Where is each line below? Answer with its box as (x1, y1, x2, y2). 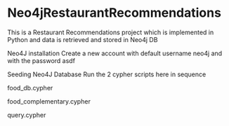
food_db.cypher (7, 83, 53, 92)
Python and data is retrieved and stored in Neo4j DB (7, 35, 158, 43)
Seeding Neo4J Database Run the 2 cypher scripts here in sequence (7, 70, 207, 78)
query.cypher (7, 111, 46, 119)
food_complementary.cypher (7, 97, 91, 106)
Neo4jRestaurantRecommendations (7, 5, 221, 21)
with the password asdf (7, 56, 76, 64)
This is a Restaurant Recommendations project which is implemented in (7, 28, 214, 36)
